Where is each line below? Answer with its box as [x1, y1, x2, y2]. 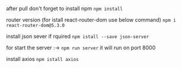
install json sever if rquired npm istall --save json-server [6, 33, 149, 40]
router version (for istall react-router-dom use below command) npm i [6, 16, 176, 23]
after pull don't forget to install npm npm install [6, 5, 123, 12]
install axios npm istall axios [6, 56, 79, 62]
